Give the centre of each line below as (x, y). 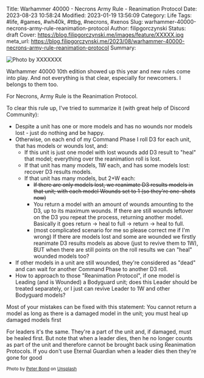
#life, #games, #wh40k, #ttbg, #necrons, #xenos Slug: (75, 22)
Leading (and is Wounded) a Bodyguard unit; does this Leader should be (106, 282)
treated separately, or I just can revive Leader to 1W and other (93, 289)
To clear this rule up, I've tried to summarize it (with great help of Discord (98, 108)
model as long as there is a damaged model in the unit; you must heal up (97, 313)
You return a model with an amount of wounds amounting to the (113, 204)
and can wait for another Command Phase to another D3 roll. (91, 269)
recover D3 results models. (58, 172)
